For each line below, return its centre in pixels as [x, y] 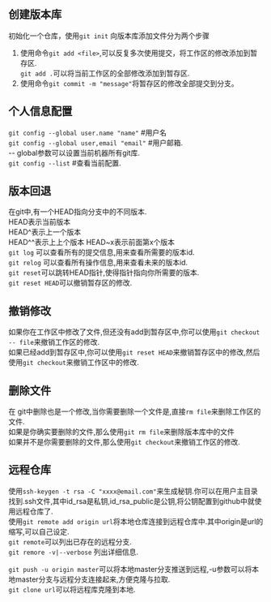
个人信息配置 [40, 112]
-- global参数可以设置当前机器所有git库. [74, 153]
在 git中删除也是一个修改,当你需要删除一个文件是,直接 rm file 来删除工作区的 [135, 411]
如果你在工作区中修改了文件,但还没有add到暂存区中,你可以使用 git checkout [134, 332]
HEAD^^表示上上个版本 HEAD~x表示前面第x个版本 [92, 243]
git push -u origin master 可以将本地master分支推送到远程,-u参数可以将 [130, 569]
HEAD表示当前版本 [40, 222]
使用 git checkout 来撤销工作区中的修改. [74, 363]
